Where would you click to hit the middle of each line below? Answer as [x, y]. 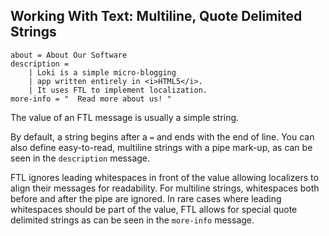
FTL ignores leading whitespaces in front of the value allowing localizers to [164, 177]
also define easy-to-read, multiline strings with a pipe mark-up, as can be [161, 147]
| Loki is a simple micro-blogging [102, 72]
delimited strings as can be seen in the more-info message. [132, 220]
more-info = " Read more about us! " [91, 99]
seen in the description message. [80, 158]
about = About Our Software [69, 55]
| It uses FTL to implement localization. [118, 90]
